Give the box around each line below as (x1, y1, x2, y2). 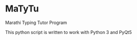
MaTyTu (5, 3, 39, 14)
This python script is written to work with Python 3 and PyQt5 (5, 29, 132, 35)
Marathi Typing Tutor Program (5, 19, 67, 25)
